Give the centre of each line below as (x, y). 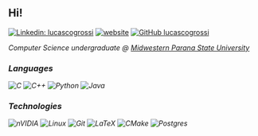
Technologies (35, 107)
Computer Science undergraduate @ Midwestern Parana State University (129, 48)
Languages (31, 68)
